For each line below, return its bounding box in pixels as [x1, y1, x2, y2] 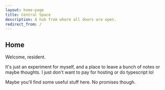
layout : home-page [5, 7, 44, 13]
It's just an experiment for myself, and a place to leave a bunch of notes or [5, 64, 160, 70]
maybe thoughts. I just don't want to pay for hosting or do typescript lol [5, 69, 154, 75]
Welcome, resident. [5, 54, 46, 60]
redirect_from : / [5, 21, 42, 27]
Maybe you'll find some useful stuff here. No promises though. [5, 79, 136, 85]
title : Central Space [5, 12, 51, 17]
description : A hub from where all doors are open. [5, 17, 116, 22]
